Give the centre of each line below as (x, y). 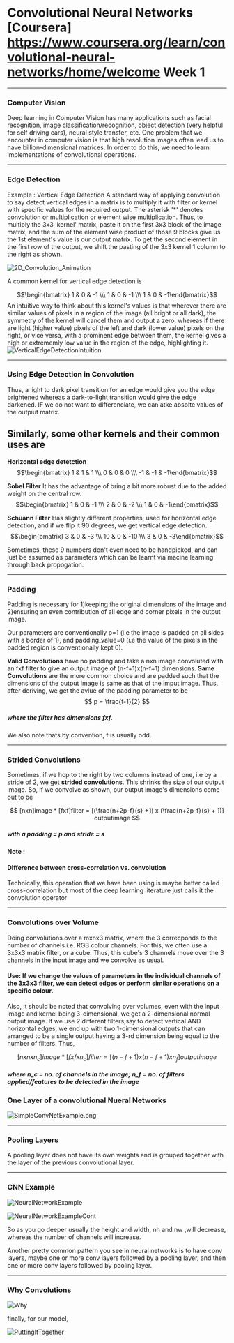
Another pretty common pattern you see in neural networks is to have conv (115, 1250)
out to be (20, 797)
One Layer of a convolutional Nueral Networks (87, 1100)
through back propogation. (46, 564)
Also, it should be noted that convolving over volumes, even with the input (113, 1006)
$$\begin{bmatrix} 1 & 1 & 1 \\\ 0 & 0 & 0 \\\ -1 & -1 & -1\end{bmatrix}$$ (117, 472)
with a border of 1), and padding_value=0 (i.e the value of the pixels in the (112, 640)
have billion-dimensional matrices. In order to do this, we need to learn (109, 147)
